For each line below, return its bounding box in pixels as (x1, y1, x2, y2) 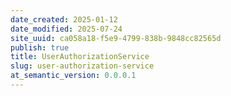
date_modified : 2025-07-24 (10, 24, 123, 34)
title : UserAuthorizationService (10, 52, 150, 62)
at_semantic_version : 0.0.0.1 (10, 71, 137, 81)
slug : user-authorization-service (10, 61, 155, 71)
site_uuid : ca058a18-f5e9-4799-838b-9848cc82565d (10, 33, 222, 43)
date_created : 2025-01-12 (10, 14, 118, 25)
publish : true (10, 42, 70, 53)
